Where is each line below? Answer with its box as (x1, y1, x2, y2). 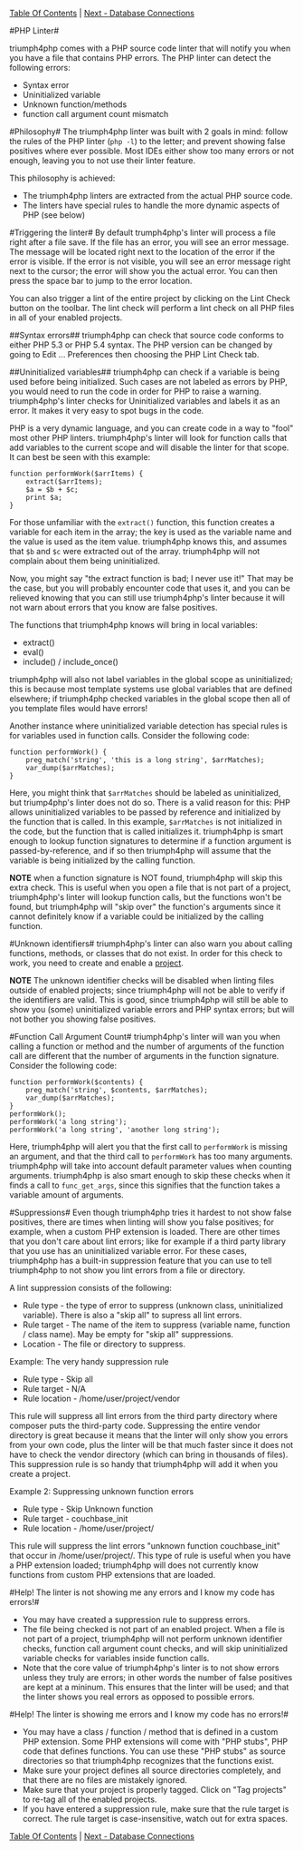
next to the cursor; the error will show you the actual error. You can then (9, 266, 279, 276)
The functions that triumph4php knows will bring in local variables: (9, 620, 258, 630)
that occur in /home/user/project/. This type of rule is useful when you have (9, 1551, 291, 1561)
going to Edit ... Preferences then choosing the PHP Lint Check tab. (9, 349, 260, 359)
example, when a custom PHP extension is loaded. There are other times (9, 1227, 280, 1237)
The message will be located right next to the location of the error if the (9, 247, 276, 257)
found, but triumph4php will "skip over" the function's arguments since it (9, 902, 281, 912)
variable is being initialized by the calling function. (9, 855, 196, 866)
